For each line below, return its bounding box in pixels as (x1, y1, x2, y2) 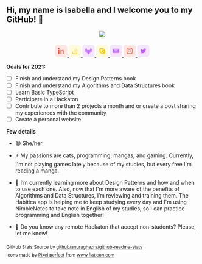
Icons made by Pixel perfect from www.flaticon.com (6, 252, 115, 258)
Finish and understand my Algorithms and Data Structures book (15, 82, 175, 89)
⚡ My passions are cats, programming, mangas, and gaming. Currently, (15, 152, 193, 159)
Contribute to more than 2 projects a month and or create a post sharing (15, 102, 197, 110)
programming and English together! (15, 212, 105, 219)
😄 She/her (15, 140, 43, 147)
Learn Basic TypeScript (15, 88, 74, 96)
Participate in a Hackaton (15, 96, 78, 102)
